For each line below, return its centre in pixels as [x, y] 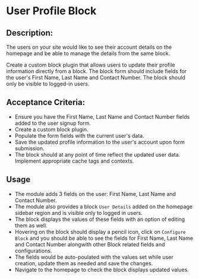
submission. [29, 148]
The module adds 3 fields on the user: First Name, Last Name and [95, 194]
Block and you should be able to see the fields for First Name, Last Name [104, 238]
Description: [30, 33]
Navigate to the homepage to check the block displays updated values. [102, 270]
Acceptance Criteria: [45, 102]
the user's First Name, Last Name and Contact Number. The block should [96, 77]
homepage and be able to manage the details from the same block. [88, 53]
